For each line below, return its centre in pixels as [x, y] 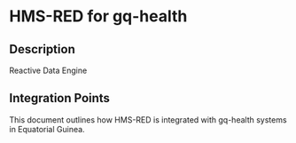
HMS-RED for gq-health [98, 16]
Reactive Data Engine [48, 70]
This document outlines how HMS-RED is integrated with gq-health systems [148, 119]
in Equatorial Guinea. [47, 129]
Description [42, 49]
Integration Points [60, 98]
